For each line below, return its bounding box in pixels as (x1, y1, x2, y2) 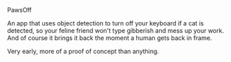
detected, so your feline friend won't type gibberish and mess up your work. (7, 27, 225, 34)
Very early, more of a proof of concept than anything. (7, 48, 159, 55)
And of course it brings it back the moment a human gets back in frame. (7, 34, 212, 42)
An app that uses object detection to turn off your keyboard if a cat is (7, 19, 204, 27)
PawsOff (7, 6, 33, 14)
